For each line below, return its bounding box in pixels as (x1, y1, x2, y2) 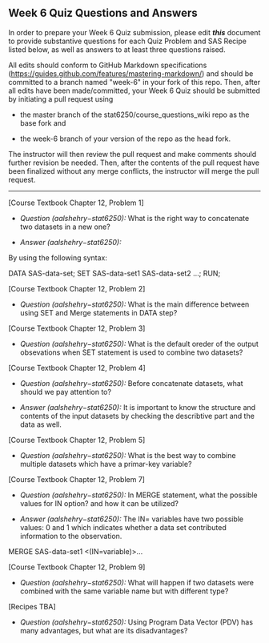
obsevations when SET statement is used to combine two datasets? (19, 348, 243, 357)
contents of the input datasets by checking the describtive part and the (19, 411, 255, 420)
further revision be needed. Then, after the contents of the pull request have (8, 158, 260, 167)
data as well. (19, 420, 62, 429)
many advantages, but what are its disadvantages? (19, 625, 188, 635)
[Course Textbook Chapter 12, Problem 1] (8, 198, 144, 207)
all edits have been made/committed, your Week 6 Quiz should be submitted (8, 86, 260, 95)
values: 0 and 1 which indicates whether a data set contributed (19, 522, 227, 532)
